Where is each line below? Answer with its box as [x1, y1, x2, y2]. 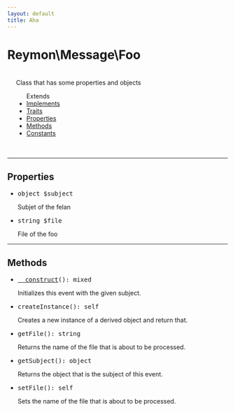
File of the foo [17, 230, 58, 238]
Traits [26, 107, 43, 115]
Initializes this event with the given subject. [17, 289, 141, 297]
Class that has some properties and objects [16, 78, 141, 87]
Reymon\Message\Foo [7, 47, 141, 63]
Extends [26, 92, 50, 101]
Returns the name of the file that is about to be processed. [17, 343, 186, 351]
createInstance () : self [17, 303, 99, 311]
